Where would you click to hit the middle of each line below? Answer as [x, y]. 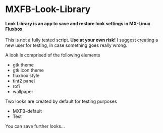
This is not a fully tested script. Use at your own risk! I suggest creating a [82, 40]
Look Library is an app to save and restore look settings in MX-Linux [78, 23]
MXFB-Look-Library [48, 9]
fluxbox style [26, 76]
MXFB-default [27, 111]
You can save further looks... [35, 126]
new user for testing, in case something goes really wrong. [66, 45]
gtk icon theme [28, 70]
